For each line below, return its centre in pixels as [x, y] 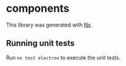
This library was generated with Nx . [49, 25]
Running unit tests [40, 43]
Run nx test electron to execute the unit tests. [63, 57]
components [38, 9]
